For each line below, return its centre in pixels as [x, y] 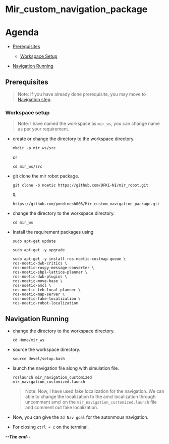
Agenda [22, 33]
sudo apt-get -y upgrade [39, 250]
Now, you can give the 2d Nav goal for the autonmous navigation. [80, 417]
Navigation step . [35, 99]
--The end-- [18, 437]
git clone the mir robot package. [46, 176]
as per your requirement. [43, 129]
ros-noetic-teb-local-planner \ [46, 290]
